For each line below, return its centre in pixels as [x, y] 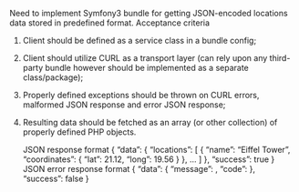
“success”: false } [56, 178]
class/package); [53, 77]
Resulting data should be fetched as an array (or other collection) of [150, 122]
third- [280, 58]
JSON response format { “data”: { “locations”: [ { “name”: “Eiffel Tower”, [156, 150]
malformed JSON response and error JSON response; [124, 105]
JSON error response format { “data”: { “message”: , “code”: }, [139, 169]
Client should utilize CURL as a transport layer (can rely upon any [145, 58]
